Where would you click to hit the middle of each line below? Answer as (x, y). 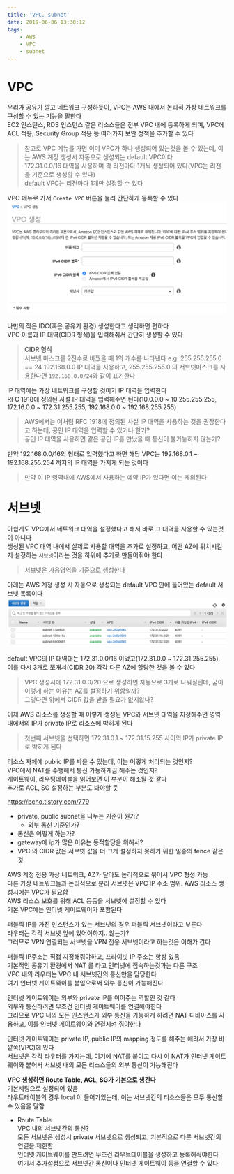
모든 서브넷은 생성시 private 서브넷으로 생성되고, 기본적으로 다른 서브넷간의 (119, 1137)
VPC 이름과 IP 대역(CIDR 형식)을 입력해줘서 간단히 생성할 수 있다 (95, 335)
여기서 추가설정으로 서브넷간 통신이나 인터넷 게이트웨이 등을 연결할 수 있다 (118, 1164)
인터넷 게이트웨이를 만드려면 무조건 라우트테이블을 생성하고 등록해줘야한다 (118, 1154)
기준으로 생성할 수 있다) (64, 174)
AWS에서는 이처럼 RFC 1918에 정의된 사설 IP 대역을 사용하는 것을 (113, 421)
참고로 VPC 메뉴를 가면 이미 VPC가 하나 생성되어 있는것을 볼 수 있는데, (120, 148)
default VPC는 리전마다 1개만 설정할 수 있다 (84, 183)
